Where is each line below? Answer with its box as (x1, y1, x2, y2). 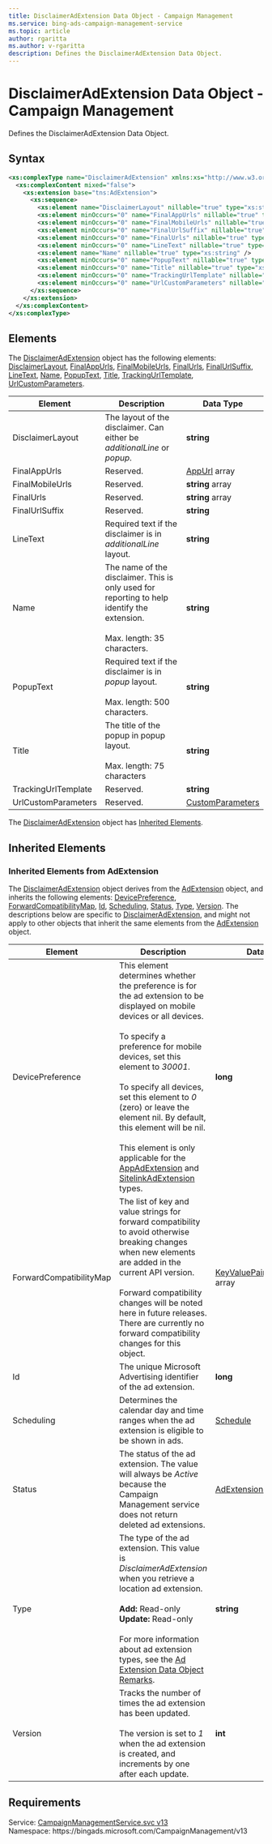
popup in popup (104, 730, 166, 742)
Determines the (118, 1394, 178, 1405)
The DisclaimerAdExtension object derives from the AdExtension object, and (8, 883, 263, 893)
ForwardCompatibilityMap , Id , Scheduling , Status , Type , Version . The (8, 901, 239, 910)
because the (118, 1478, 167, 1490)
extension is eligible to (118, 1424, 204, 1435)
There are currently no (118, 1317, 205, 1328)
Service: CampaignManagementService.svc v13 (8, 1817, 168, 1827)
